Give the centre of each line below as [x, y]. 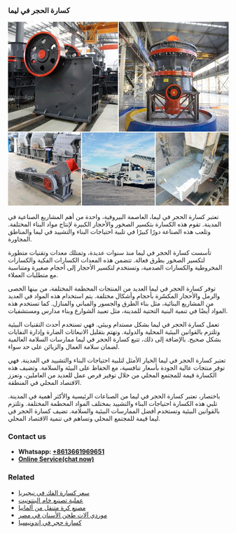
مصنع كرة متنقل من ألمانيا [52, 507]
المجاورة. [20, 239]
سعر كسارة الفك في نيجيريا [54, 493]
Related [21, 477]
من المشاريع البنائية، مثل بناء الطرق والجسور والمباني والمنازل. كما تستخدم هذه [111, 303]
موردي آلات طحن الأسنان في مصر [63, 515]
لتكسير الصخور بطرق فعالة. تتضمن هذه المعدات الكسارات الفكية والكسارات [106, 260]
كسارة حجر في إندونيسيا [50, 522]
